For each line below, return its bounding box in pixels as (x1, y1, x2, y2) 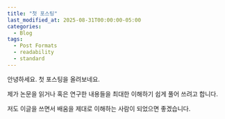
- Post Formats (13, 42, 58, 49)
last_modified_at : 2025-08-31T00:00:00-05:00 (7, 17, 141, 24)
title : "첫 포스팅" (7, 10, 58, 17)
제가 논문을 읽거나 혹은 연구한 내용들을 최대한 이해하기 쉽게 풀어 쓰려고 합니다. (7, 89, 219, 98)
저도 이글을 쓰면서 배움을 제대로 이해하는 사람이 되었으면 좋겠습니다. (7, 104, 191, 113)
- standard (13, 55, 45, 62)
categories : (7, 23, 42, 30)
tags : (7, 36, 23, 43)
